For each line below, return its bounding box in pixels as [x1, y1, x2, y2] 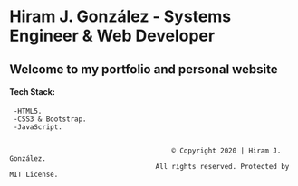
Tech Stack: [9, 87, 56, 98]
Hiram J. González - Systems [9, 6, 232, 27]
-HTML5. [13, 107, 43, 116]
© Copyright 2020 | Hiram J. [171, 146, 282, 155]
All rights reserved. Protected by [155, 162, 290, 171]
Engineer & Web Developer [9, 25, 216, 46]
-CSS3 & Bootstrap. [13, 115, 88, 124]
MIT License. [9, 170, 59, 179]
